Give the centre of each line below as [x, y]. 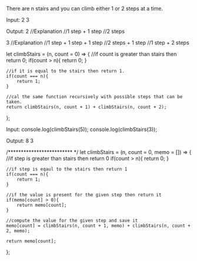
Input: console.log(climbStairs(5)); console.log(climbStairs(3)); [82, 129]
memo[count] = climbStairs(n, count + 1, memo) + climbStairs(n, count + [98, 226]
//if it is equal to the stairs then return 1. [66, 71]
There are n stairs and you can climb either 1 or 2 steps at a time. [85, 9]
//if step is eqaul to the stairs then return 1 [67, 169]
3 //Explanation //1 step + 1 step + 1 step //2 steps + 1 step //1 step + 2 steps [98, 43]
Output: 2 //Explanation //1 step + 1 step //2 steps [66, 31]
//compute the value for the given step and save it [72, 220]
